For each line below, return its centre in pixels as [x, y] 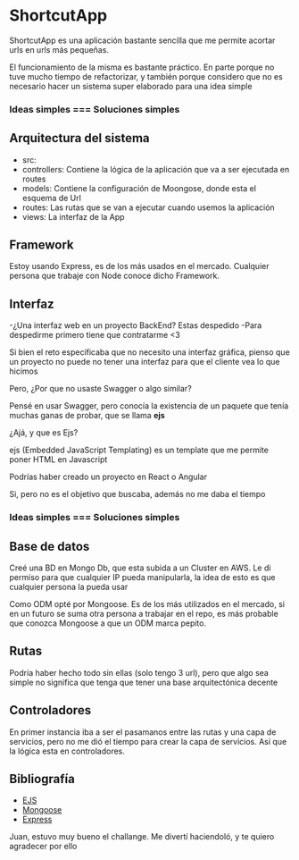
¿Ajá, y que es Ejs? [44, 433]
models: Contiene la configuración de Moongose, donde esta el [139, 188]
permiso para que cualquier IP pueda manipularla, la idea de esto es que [142, 578]
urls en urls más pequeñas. [59, 49]
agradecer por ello [43, 847]
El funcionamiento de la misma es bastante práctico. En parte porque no [142, 67]
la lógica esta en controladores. [67, 751]
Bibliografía [42, 779]
